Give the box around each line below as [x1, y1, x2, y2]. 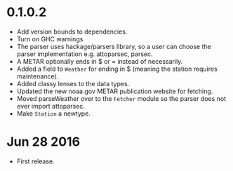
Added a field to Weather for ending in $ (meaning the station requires [16, 64, 218, 73]
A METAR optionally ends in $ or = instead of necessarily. [16, 57, 183, 65]
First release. [16, 157, 55, 165]
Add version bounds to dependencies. [16, 27, 128, 36]
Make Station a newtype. [16, 109, 91, 118]
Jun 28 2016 [6, 134, 81, 150]
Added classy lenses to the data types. [16, 79, 130, 88]
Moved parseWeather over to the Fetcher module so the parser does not [16, 94, 226, 102]
